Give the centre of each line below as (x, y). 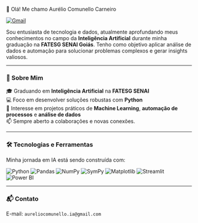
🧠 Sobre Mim (25, 78)
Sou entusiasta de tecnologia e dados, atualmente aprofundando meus (92, 32)
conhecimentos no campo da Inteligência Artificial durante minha (87, 38)
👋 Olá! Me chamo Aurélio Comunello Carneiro (61, 9)
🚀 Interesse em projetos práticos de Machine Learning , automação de (92, 109)
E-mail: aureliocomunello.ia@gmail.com (54, 214)
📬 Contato (22, 199)
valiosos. (17, 57)
